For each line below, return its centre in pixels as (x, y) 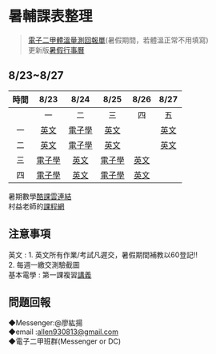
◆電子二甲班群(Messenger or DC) (65, 341)
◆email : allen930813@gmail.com (63, 332)
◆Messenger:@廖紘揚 (46, 323)
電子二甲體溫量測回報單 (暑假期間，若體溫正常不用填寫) (118, 40)
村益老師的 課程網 (36, 206)
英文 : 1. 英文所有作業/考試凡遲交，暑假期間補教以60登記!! (103, 255)
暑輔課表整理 (51, 16)
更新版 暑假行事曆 (56, 50)
